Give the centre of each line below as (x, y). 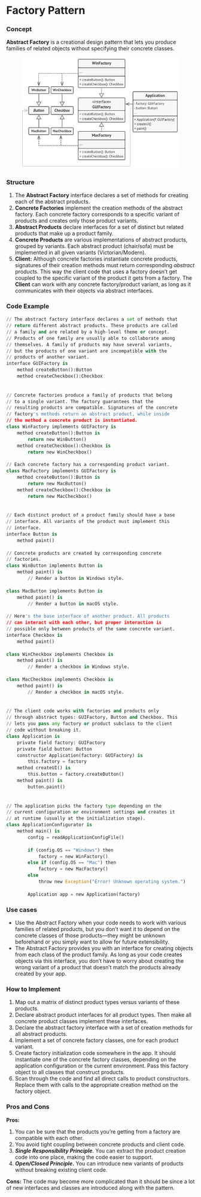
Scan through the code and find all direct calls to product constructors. (102, 1078)
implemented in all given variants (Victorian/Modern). (80, 252)
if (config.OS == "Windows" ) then (71, 850)
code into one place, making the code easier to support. (84, 1157)
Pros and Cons (28, 1107)
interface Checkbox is (34, 635)
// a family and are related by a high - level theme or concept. (88, 332)
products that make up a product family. (64, 233)
